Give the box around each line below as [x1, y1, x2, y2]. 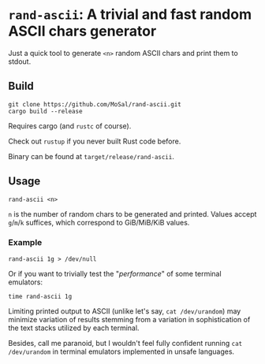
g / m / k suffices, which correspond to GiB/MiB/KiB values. [8, 217, 190, 227]
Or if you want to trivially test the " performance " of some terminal [8, 269, 222, 278]
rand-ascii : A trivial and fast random [8, 6, 252, 24]
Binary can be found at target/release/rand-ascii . [8, 151, 175, 161]
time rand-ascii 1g [8, 292, 73, 300]
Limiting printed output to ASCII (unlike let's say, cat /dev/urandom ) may [8, 306, 241, 316]
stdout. [8, 57, 32, 66]
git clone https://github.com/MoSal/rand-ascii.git [8, 100, 181, 108]
